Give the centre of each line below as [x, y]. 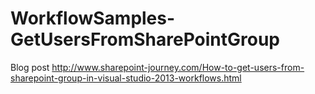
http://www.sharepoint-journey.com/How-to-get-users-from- [178, 67]
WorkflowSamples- [93, 18]
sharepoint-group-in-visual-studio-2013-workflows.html [126, 78]
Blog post [30, 67]
